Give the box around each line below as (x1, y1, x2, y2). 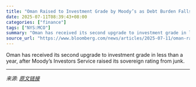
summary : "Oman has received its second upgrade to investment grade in (6, 30, 187, 36)
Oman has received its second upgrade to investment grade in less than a (6, 52, 183, 58)
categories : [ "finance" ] (6, 19, 66, 25)
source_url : (6, 35, 35, 41)
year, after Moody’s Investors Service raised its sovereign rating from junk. (6, 57, 185, 64)
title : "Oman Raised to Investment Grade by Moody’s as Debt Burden (6, 8, 176, 14)
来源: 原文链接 (6, 75, 40, 82)
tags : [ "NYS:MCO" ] (6, 24, 51, 31)
